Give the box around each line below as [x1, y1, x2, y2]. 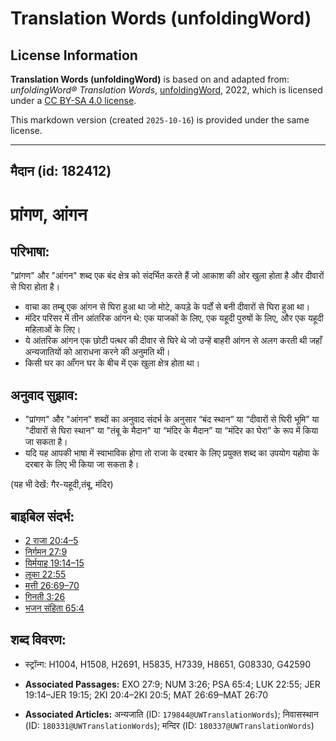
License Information [10, 47, 138, 64]
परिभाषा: [10, 243, 50, 260]
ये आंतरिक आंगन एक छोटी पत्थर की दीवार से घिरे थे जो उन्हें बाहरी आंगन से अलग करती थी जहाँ [24, 335, 323, 347]
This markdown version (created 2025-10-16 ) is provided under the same [10, 114, 310, 126]
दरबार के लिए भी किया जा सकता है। [24, 458, 140, 471]
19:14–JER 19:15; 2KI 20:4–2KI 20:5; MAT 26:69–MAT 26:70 [24, 688, 269, 701]
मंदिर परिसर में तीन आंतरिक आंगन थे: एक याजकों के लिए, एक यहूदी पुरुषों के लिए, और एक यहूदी [24, 312, 324, 324]
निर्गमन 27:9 [24, 546, 68, 558]
